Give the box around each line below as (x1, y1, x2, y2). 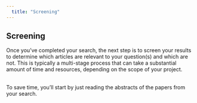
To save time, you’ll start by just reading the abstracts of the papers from (6, 84, 186, 91)
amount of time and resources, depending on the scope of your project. (6, 66, 183, 73)
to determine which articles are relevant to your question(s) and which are (6, 53, 188, 60)
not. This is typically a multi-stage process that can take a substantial (6, 59, 177, 66)
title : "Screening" (11, 8, 60, 15)
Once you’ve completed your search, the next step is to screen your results (6, 47, 192, 54)
